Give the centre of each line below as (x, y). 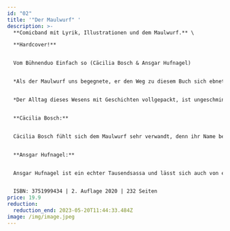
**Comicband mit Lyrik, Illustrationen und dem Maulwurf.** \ (104, 32)
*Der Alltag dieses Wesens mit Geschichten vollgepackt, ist (102, 100)
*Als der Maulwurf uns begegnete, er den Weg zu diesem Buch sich (110, 82)
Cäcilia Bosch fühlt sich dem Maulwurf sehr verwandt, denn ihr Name (114, 136)
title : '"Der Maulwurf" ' (44, 20)
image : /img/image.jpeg (41, 217)
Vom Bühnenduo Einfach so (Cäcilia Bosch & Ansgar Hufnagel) (102, 63)
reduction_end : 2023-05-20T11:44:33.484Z (73, 210)
